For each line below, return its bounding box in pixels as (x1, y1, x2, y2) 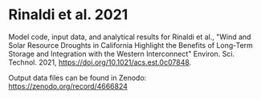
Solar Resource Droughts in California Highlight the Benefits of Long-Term (8, 40, 253, 49)
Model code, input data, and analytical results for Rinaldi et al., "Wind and (8, 32, 251, 42)
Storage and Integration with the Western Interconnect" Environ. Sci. (8, 49, 235, 58)
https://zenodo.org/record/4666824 (8, 81, 128, 91)
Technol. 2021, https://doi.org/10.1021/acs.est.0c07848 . (8, 57, 192, 67)
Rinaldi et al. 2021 (8, 6, 128, 24)
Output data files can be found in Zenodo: (8, 73, 147, 82)
